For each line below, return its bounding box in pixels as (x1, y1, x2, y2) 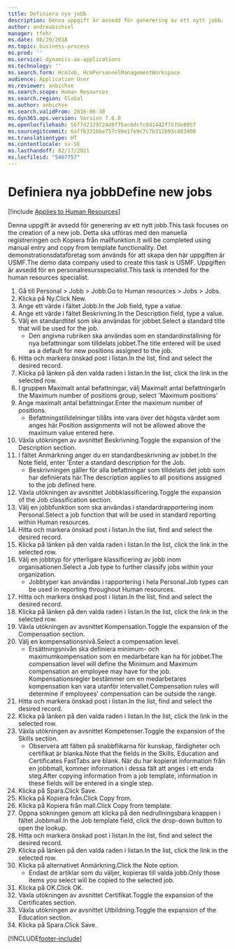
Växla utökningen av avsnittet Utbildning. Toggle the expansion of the (17, 905, 217, 914)
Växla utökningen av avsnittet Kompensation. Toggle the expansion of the (17, 622, 229, 630)
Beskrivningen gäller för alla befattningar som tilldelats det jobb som (28, 465, 225, 474)
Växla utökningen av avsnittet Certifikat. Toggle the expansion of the (17, 891, 214, 899)
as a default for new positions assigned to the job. (28, 346, 173, 354)
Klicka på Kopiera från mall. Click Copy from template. (17, 801, 172, 809)
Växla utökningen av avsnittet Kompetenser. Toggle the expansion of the (17, 726, 225, 735)
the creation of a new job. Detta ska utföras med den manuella (8, 228, 187, 237)
